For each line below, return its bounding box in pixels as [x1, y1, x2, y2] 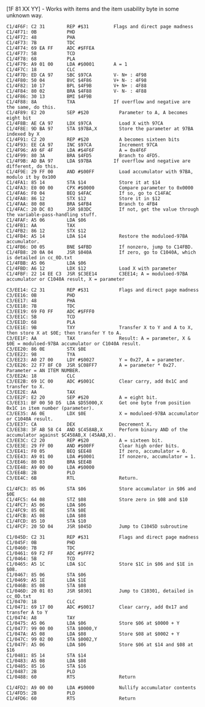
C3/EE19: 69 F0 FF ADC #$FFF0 [6, 308, 95, 314]
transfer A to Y [6, 609, 48, 615]
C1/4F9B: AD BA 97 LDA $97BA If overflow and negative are [6, 158, 191, 164]
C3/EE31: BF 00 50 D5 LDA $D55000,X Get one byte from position [6, 400, 191, 406]
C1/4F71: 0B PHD [6, 29, 75, 35]
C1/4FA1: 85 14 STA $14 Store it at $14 [6, 179, 161, 186]
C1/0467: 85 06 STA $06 [6, 572, 87, 578]
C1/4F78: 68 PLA [6, 56, 75, 62]
